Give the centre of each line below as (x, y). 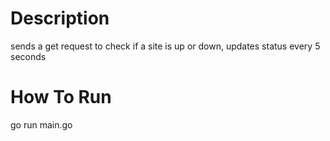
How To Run (61, 97)
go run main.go (41, 124)
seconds (28, 56)
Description (60, 18)
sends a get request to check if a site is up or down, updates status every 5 (165, 46)
